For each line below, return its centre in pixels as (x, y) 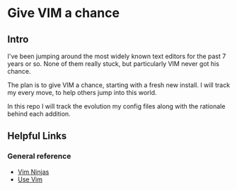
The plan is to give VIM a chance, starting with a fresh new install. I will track (119, 85)
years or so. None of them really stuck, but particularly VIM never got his (113, 64)
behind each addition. (39, 114)
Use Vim (30, 179)
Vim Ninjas (33, 172)
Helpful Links (37, 136)
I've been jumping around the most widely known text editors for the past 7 (117, 56)
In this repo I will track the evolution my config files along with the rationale (116, 106)
